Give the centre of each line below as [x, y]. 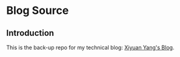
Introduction [30, 33]
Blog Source [38, 11]
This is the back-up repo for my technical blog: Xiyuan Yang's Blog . [90, 47]
